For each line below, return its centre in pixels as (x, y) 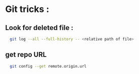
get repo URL (26, 55)
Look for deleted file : (39, 28)
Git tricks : (27, 9)
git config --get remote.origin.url (48, 66)
